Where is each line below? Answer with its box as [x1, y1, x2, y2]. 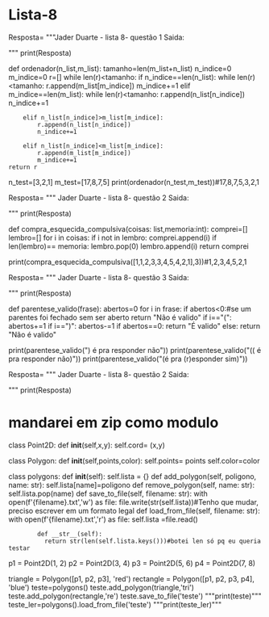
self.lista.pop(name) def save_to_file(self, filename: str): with [8, 489, 208, 498]
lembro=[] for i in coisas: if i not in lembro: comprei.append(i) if [8, 233, 217, 242]
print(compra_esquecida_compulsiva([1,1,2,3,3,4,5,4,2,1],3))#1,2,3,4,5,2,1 [8, 257, 247, 267]
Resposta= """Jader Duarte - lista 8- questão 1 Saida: [8, 32, 185, 42]
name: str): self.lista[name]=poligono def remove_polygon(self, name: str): [8, 480, 255, 489]
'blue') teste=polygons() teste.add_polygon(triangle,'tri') [8, 582, 195, 592]
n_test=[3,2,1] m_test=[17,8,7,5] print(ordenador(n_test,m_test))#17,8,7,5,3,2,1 [8, 177, 259, 187]
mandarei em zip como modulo [8, 413, 219, 432]
